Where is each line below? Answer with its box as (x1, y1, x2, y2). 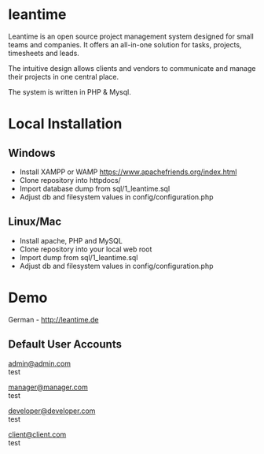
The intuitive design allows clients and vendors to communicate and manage (8, 63, 256, 73)
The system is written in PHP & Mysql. (8, 87, 131, 96)
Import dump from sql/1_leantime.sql (19, 252, 138, 262)
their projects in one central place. (8, 72, 119, 81)
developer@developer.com (8, 406, 96, 415)
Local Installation (8, 115, 123, 133)
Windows (8, 146, 56, 159)
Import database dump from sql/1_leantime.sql (19, 184, 170, 193)
